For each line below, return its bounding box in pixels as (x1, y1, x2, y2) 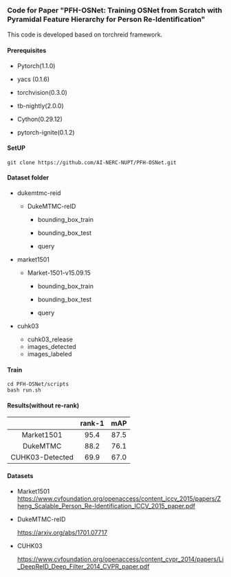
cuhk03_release (27, 335, 74, 343)
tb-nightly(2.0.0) (16, 102, 64, 110)
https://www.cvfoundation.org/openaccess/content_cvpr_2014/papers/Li (16, 555, 224, 563)
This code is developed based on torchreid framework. (7, 30, 163, 39)
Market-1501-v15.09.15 (27, 269, 91, 277)
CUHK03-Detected (10, 453, 74, 462)
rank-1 (80, 418, 104, 428)
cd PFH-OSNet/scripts (7, 381, 69, 388)
